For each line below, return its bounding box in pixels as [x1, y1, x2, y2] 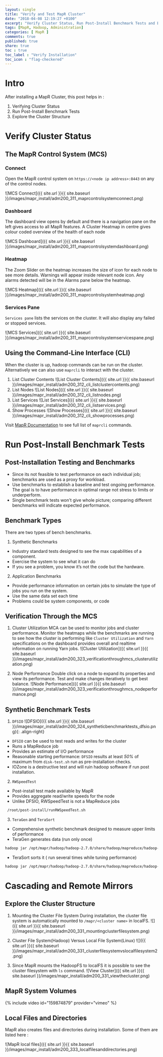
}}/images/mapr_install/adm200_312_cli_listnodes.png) [12, 392, 121, 398]
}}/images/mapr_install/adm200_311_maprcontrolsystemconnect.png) [5, 196, 144, 201]
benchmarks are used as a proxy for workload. [12, 476, 106, 482]
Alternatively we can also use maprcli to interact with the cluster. [5, 367, 135, 373]
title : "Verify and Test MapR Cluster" [5, 12, 86, 17]
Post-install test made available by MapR [12, 788, 94, 794]
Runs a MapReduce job [12, 743, 59, 749]
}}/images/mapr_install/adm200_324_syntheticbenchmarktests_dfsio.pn [12, 724, 156, 729]
